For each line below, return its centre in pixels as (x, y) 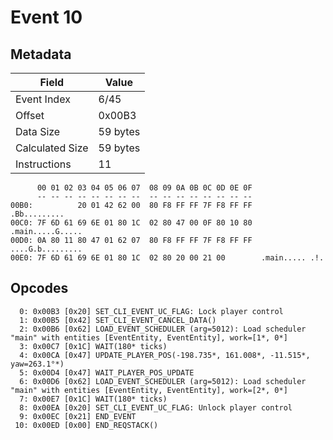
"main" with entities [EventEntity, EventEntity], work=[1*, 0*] (149, 337)
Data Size (38, 131)
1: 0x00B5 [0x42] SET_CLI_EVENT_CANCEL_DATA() (118, 320)
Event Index (43, 99)
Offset (30, 115)
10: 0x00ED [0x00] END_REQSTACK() (86, 425)
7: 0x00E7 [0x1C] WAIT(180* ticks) (93, 399)
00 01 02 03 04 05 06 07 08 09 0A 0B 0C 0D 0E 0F (144, 188)
